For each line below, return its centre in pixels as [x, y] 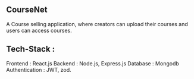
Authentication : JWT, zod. [39, 69]
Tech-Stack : [31, 49]
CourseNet [27, 10]
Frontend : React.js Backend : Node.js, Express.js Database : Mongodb [93, 63]
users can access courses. [39, 30]
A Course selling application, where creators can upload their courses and [97, 24]
